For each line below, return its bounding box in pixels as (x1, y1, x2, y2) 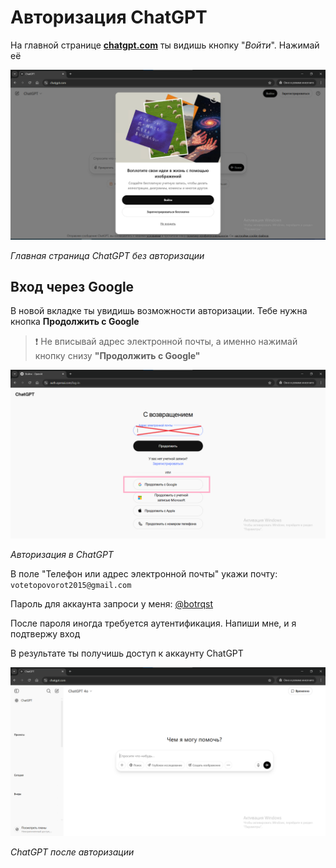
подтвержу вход (10, 628, 81, 640)
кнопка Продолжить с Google (10, 316, 140, 328)
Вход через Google (10, 279, 135, 296)
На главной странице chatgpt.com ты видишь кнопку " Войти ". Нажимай (10, 39, 320, 51)
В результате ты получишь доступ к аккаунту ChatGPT (10, 647, 244, 660)
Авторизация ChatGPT (10, 6, 208, 29)
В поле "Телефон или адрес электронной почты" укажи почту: (10, 568, 278, 580)
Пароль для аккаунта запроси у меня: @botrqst (10, 598, 214, 610)
